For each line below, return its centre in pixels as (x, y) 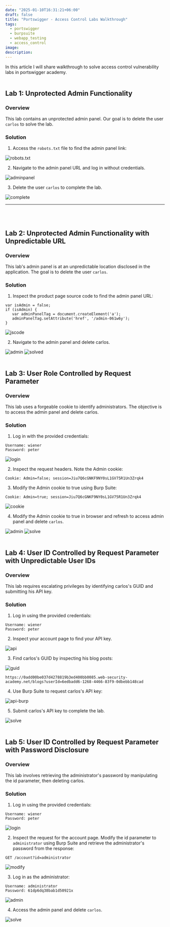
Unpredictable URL (35, 241)
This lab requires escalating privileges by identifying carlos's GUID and (79, 586)
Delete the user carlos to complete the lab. (57, 187)
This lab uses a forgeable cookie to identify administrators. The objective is (83, 407)
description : (19, 52)
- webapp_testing (28, 38)
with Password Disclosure (47, 750)
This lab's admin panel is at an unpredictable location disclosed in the (78, 267)
